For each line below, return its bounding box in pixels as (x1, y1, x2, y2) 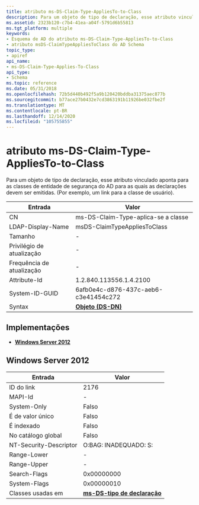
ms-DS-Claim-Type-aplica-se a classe (75, 213, 188, 221)
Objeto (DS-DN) (75, 303, 123, 311)
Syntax (9, 303, 28, 311)
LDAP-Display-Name (9, 223, 69, 231)
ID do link (9, 383, 36, 391)
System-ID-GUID (9, 290, 59, 298)
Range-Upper (9, 460, 49, 468)
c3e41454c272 (75, 293, 121, 301)
